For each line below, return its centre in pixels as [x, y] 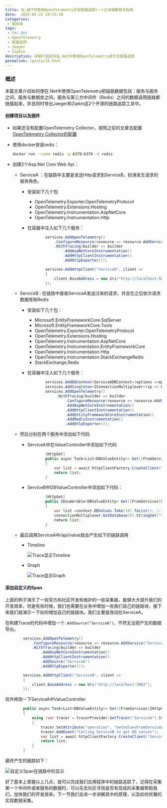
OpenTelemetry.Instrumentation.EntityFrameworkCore [90, 346]
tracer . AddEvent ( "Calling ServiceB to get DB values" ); [100, 732]
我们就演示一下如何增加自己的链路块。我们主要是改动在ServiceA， [77, 612]
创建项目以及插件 [23, 116]
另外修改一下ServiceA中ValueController [45, 699]
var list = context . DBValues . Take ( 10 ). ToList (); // [108, 511]
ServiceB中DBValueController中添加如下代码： [75, 487]
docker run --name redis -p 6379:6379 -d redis [62, 154]
